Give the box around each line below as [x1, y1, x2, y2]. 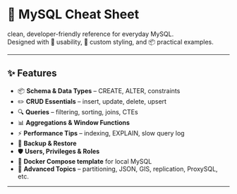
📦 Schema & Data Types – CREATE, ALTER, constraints [17, 86, 181, 95]
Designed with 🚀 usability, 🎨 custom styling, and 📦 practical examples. [7, 37, 214, 46]
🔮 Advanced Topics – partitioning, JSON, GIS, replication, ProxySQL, [17, 164, 218, 173]
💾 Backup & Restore [17, 139, 77, 147]
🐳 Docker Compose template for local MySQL [17, 157, 152, 165]
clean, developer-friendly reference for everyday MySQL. [7, 30, 174, 38]
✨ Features [7, 67, 57, 80]
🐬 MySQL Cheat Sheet [7, 6, 140, 23]
